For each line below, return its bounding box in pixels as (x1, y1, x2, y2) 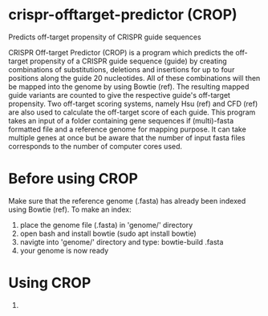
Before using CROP (8, 170, 139, 188)
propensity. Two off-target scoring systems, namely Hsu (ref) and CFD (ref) (8, 99, 258, 108)
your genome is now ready (19, 245, 109, 255)
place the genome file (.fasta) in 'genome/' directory (19, 220, 193, 229)
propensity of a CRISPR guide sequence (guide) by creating (29, 56, 227, 66)
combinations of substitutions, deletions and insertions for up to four (8, 64, 235, 74)
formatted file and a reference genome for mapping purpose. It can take (8, 124, 246, 134)
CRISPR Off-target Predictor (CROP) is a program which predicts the (8, 47, 234, 57)
